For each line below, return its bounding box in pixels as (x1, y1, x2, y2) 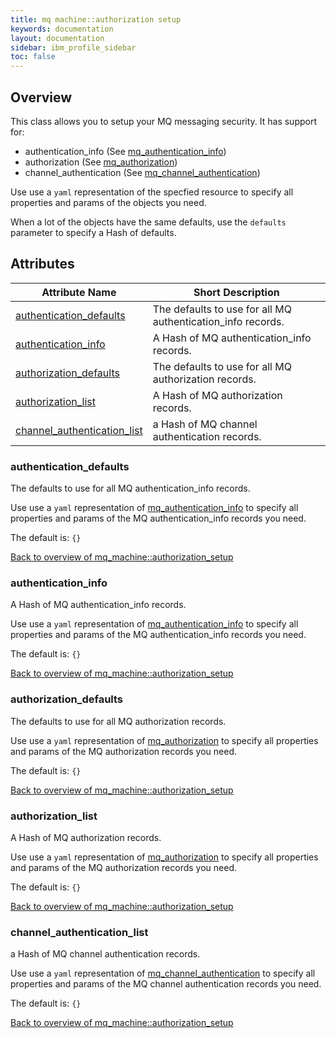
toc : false (10, 52, 56, 62)
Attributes (10, 256, 75, 273)
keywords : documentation (10, 24, 114, 34)
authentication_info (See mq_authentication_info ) (24, 145, 227, 157)
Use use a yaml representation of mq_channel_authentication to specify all (10, 967, 316, 980)
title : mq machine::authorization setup (10, 14, 182, 25)
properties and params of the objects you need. (10, 196, 207, 208)
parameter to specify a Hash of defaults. (10, 226, 177, 238)
